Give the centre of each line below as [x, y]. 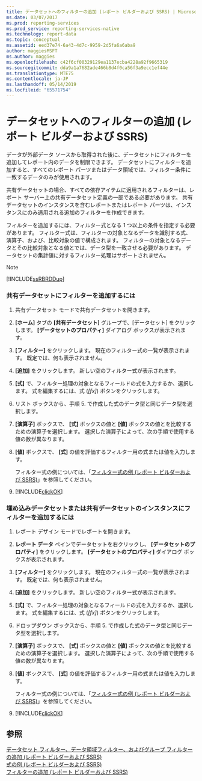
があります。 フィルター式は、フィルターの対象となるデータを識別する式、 [99, 233]
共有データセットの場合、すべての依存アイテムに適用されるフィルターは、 [98, 189]
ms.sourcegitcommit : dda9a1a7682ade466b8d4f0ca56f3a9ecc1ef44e [87, 68]
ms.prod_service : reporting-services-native [63, 29]
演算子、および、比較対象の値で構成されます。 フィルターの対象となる [93, 240]
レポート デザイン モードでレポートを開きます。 [74, 531]
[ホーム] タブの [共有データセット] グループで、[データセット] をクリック [105, 323]
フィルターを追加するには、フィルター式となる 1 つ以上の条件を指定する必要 [101, 225]
